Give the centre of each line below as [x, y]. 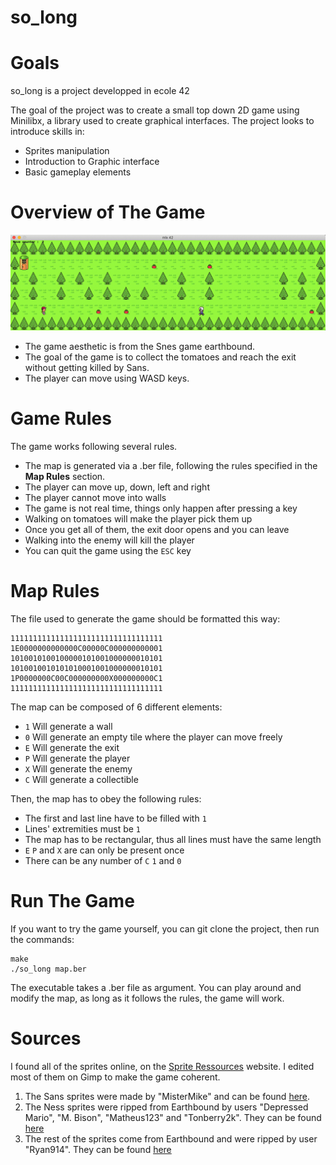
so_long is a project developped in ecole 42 [100, 91]
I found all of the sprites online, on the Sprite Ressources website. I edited [162, 1066]
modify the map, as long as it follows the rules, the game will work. [147, 998]
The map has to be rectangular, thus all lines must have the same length [173, 839]
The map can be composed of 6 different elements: [116, 707]
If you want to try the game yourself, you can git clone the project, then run [165, 928]
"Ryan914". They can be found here [98, 1149]
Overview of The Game [108, 212]
